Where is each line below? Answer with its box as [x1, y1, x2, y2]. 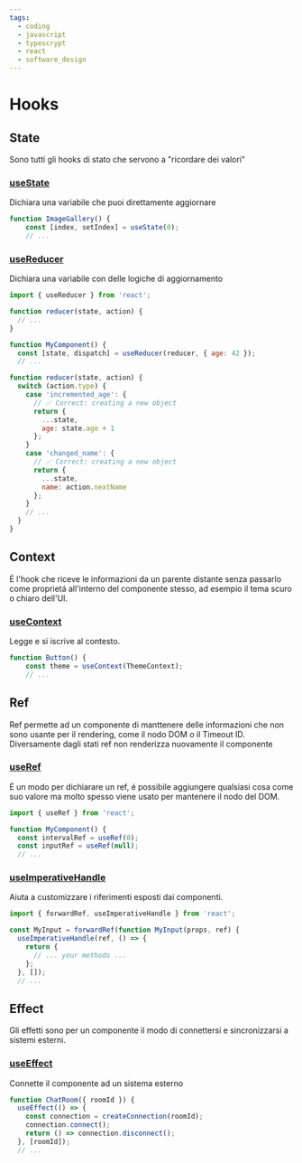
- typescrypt [17, 38, 67, 48]
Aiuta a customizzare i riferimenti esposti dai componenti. [9, 892, 224, 903]
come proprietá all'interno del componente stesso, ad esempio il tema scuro [9, 583, 293, 594]
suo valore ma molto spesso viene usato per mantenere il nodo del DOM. [9, 791, 280, 802]
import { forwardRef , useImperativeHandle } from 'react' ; [9, 909, 236, 918]
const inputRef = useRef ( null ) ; [17, 841, 140, 850]
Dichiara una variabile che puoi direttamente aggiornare [9, 197, 216, 208]
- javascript [17, 30, 67, 39]
